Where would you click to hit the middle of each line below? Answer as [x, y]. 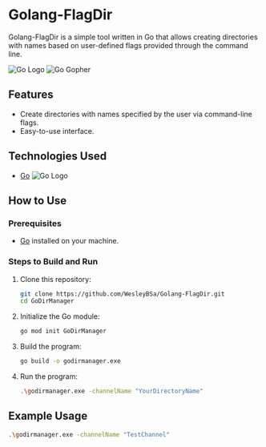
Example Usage [48, 416]
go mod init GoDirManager [63, 331]
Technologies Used [57, 157]
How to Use [38, 201]
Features [31, 95]
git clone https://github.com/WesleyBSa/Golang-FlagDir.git [122, 294]
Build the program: [50, 347]
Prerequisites [35, 223]
